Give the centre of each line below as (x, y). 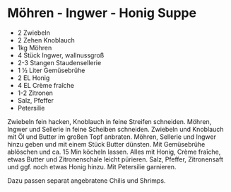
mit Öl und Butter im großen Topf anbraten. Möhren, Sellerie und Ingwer (112, 137)
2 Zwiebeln (34, 33)
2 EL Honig (34, 78)
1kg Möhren (35, 47)
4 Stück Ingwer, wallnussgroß (61, 55)
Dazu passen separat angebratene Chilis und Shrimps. (87, 180)
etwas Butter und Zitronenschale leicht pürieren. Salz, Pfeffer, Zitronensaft (115, 159)
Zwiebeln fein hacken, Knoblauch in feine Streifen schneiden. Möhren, (109, 121)
